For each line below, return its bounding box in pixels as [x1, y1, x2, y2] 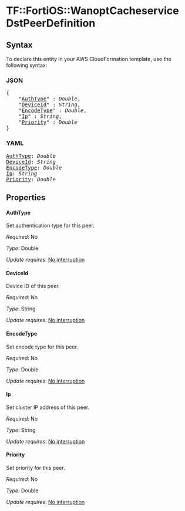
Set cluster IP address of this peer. [6, 404, 90, 411]
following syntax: [6, 62, 48, 69]
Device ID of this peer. [6, 283, 60, 290]
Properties [6, 192, 46, 202]
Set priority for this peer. [6, 465, 66, 471]
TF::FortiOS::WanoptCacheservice [6, 4, 179, 18]
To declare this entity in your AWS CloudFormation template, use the [6, 56, 171, 62]
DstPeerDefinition [6, 16, 96, 30]
